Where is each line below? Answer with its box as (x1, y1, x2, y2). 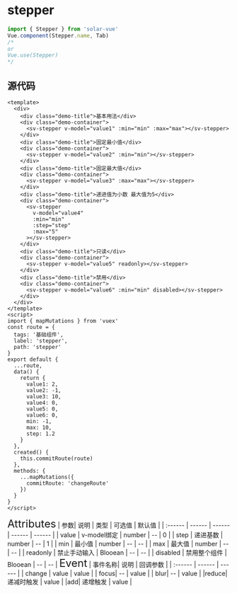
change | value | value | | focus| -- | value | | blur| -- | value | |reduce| (25, 569, 228, 577)
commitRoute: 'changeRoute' (25, 480, 110, 487)
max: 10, (25, 424, 52, 431)
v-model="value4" (33, 209, 83, 217)
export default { (7, 356, 59, 363)
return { (20, 374, 46, 381)
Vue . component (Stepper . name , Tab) (7, 32, 110, 39)
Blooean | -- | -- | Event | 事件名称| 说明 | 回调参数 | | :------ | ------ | (7, 556, 219, 570)
